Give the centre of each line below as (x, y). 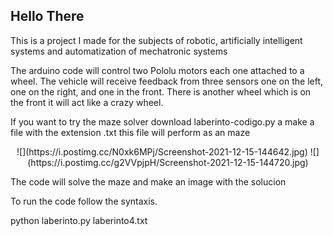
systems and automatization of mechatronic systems (119, 51)
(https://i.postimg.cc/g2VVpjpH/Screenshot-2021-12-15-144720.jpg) (168, 162)
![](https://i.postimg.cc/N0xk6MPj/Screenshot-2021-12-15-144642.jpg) (162, 151)
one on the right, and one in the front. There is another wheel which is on (161, 91)
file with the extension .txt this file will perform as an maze (130, 132)
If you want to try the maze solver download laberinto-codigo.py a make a (162, 121)
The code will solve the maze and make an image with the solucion (148, 181)
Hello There (47, 16)
